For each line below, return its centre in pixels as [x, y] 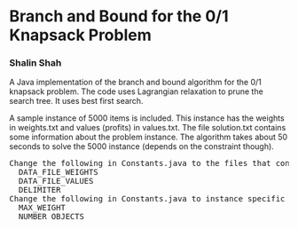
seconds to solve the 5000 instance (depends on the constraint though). [142, 146]
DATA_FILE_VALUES [56, 181]
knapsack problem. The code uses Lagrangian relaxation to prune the [136, 91]
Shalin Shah [35, 63]
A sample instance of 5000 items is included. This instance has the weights [147, 118]
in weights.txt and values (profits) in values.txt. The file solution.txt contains [148, 128]
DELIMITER [39, 190]
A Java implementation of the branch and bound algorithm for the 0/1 [135, 83]
